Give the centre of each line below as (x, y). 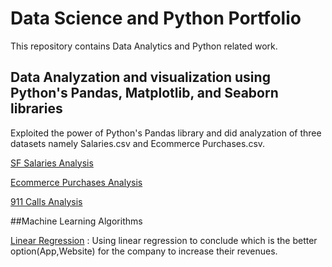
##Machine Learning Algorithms (76, 221)
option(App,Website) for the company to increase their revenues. (144, 251)
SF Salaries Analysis (52, 163)
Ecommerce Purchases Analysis (76, 182)
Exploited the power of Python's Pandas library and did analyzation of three (166, 133)
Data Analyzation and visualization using (140, 77)
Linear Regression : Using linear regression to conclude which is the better (164, 240)
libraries (36, 108)
